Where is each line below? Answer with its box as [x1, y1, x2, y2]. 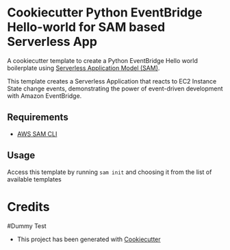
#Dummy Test [7, 221, 47, 230]
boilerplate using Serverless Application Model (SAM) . [7, 64, 160, 72]
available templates [7, 175, 62, 183]
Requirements [7, 112, 68, 123]
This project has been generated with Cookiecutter [16, 235, 161, 243]
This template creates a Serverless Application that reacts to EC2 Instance [7, 77, 217, 85]
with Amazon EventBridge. [7, 91, 82, 100]
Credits [7, 199, 50, 214]
